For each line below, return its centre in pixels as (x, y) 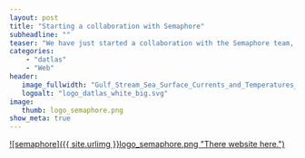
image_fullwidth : (54, 85)
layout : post (34, 18)
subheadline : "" (40, 34)
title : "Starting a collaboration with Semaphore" (107, 26)
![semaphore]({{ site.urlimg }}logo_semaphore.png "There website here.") (148, 144)
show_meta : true (40, 118)
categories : (32, 51)
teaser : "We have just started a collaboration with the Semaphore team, (152, 43)
